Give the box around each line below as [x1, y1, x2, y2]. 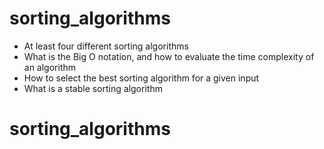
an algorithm [23, 61, 77, 73]
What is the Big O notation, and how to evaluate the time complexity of [23, 50, 315, 62]
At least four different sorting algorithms [23, 40, 189, 52]
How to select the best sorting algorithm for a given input [23, 72, 260, 84]
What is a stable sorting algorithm [23, 82, 163, 94]
